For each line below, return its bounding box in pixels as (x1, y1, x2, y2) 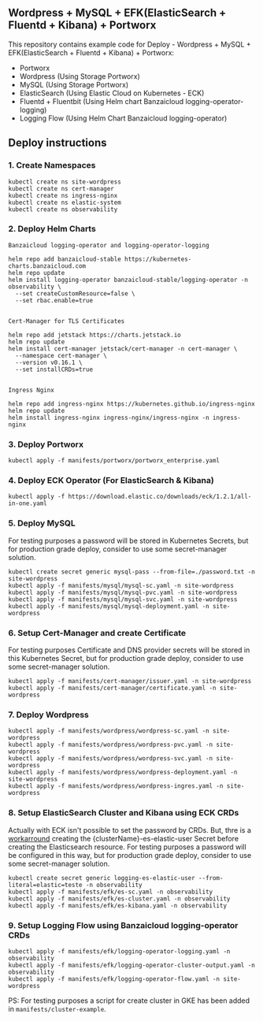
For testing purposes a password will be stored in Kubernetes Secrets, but (8, 536, 249, 545)
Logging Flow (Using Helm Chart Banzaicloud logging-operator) (19, 113, 228, 123)
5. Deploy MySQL (8, 518, 76, 529)
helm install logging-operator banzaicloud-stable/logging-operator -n (8, 276, 248, 284)
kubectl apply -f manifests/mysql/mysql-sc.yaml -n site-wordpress (8, 581, 235, 589)
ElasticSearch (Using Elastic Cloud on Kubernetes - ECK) (19, 88, 205, 98)
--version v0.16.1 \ (15, 358, 83, 366)
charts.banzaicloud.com (8, 262, 87, 270)
